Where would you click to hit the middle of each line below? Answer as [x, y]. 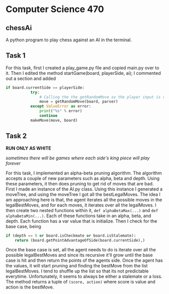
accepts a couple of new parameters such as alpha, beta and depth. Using [83, 178]
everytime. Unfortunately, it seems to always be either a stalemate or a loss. [84, 276]
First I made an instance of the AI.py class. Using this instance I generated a [84, 189]
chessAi [19, 28]
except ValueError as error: [61, 107]
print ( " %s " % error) [61, 111]
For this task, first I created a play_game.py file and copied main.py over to [82, 68]
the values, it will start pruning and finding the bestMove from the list [77, 266]
